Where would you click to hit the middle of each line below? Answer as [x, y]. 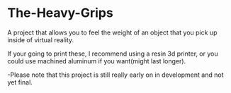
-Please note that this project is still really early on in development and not [115, 75]
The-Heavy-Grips [60, 13]
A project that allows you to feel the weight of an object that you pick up [112, 32]
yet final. [20, 82]
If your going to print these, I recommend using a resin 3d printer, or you [113, 54]
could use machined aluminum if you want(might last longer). [97, 61]
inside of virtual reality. [41, 39]
